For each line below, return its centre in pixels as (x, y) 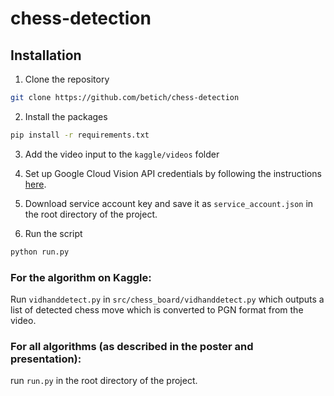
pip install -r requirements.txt (80, 135)
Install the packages (66, 116)
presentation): (46, 359)
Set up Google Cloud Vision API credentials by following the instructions (173, 173)
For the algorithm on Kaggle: (81, 277)
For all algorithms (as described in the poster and (132, 346)
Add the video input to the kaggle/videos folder (122, 154)
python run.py (40, 252)
